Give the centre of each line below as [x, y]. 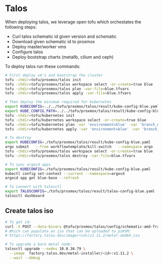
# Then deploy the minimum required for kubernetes [58, 102]
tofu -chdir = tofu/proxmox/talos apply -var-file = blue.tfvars [68, 93]
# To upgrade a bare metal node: [39, 244]
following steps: [21, 27]
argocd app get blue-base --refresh [42, 178]
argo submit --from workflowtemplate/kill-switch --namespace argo [79, 147]
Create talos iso [29, 211]
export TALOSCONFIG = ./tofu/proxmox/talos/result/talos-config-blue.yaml [80, 191]
